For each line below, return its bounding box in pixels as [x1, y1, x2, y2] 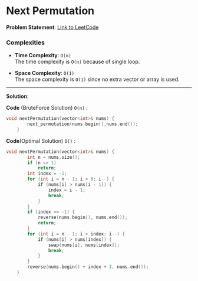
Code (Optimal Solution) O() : [6, 137, 76, 144]
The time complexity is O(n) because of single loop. [14, 58, 140, 66]
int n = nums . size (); [27, 154, 81, 160]
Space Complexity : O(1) [14, 70, 75, 77]
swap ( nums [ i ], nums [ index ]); [48, 242, 120, 248]
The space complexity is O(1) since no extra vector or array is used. [14, 76, 180, 83]
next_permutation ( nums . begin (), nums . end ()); [27, 121, 138, 128]
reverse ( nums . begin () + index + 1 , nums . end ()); [27, 264, 149, 270]
